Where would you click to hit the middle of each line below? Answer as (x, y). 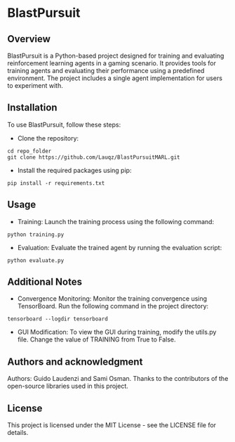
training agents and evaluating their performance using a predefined (106, 71)
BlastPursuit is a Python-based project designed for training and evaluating (116, 56)
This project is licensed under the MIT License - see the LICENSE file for (112, 425)
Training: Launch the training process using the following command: (116, 221)
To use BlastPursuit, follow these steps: (64, 124)
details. (18, 433)
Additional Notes (45, 282)
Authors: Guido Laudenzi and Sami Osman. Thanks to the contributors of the (118, 379)
